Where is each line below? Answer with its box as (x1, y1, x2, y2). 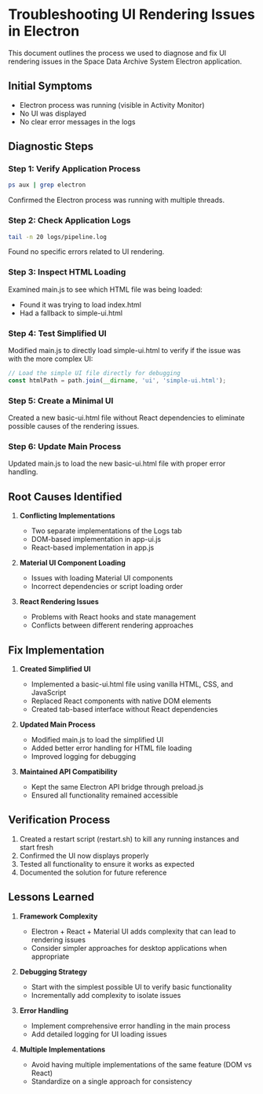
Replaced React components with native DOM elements (31, 696, 212, 705)
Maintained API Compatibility (19, 767, 118, 776)
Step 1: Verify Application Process (8, 164, 141, 175)
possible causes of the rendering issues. (8, 422, 140, 431)
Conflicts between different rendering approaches (31, 621, 194, 630)
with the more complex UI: (8, 354, 93, 363)
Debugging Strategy (19, 967, 88, 976)
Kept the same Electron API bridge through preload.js (31, 783, 204, 792)
